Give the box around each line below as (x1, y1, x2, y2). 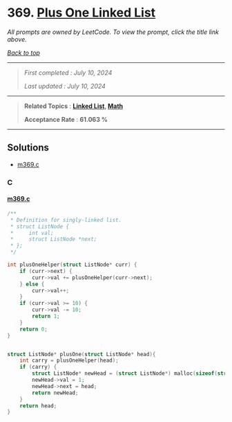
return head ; (19, 402, 57, 410)
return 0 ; (19, 326, 48, 333)
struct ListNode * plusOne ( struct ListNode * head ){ (7, 351, 156, 358)
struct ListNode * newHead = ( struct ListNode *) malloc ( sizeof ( (32, 370, 217, 377)
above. (7, 35, 27, 43)
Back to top (7, 49, 40, 57)
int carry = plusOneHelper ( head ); (19, 357, 119, 364)
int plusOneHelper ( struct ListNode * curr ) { (7, 261, 137, 268)
